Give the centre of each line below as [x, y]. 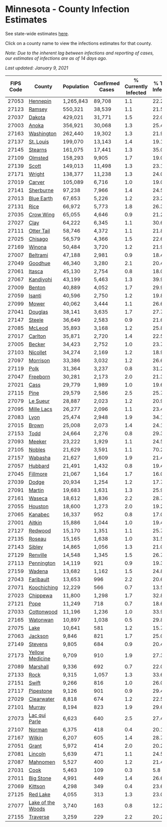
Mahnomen [42, 762]
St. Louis [39, 142]
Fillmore [38, 474]
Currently [136, 86]
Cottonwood [43, 612]
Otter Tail [39, 230]
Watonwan [41, 620]
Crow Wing [42, 214]
